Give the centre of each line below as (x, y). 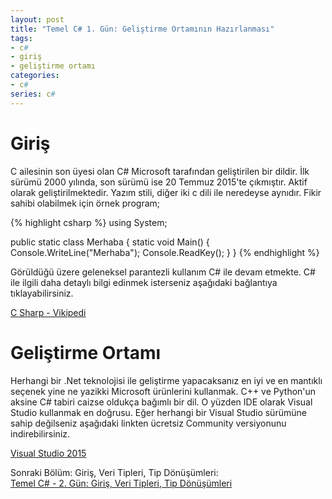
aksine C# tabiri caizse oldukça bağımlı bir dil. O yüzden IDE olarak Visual (161, 402)
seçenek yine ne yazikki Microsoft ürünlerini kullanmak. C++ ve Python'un (163, 391)
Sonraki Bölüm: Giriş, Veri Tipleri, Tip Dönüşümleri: (114, 472)
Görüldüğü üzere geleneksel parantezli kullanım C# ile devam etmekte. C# (163, 272)
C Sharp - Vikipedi (48, 312)
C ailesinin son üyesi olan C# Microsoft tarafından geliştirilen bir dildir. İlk (160, 171)
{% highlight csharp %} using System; (89, 222)
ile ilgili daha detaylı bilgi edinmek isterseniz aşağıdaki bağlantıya (144, 282)
